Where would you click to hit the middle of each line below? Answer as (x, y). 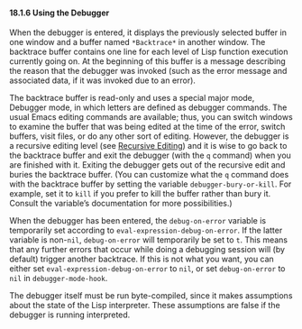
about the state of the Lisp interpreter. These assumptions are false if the (145, 306)
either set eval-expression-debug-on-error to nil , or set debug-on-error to (147, 269)
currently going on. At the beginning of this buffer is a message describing (147, 61)
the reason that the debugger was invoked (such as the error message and (148, 71)
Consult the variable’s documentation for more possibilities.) (121, 204)
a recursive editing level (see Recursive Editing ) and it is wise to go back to (148, 146)
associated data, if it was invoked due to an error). (103, 80)
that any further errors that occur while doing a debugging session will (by (147, 250)
